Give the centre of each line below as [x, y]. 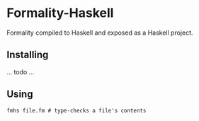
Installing [28, 55]
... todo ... [21, 71]
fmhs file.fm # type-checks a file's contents [76, 110]
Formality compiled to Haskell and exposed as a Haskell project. [100, 33]
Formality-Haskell [60, 13]
